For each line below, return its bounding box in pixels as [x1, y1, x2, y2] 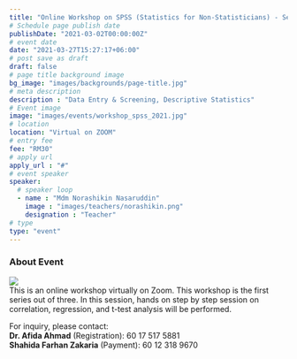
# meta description [9, 87, 81, 95]
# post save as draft [9, 54, 89, 63]
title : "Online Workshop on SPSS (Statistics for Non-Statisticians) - [9, 12, 278, 22]
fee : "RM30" [9, 144, 53, 153]
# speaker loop [17, 186, 73, 195]
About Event [9, 256, 64, 268]
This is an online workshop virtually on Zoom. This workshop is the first [9, 285, 270, 295]
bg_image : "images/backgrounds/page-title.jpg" [9, 79, 188, 88]
